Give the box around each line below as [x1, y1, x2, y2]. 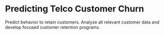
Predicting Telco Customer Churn [5, 3, 144, 14]
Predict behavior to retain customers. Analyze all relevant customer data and [5, 19, 160, 25]
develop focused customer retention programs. [5, 24, 100, 30]
